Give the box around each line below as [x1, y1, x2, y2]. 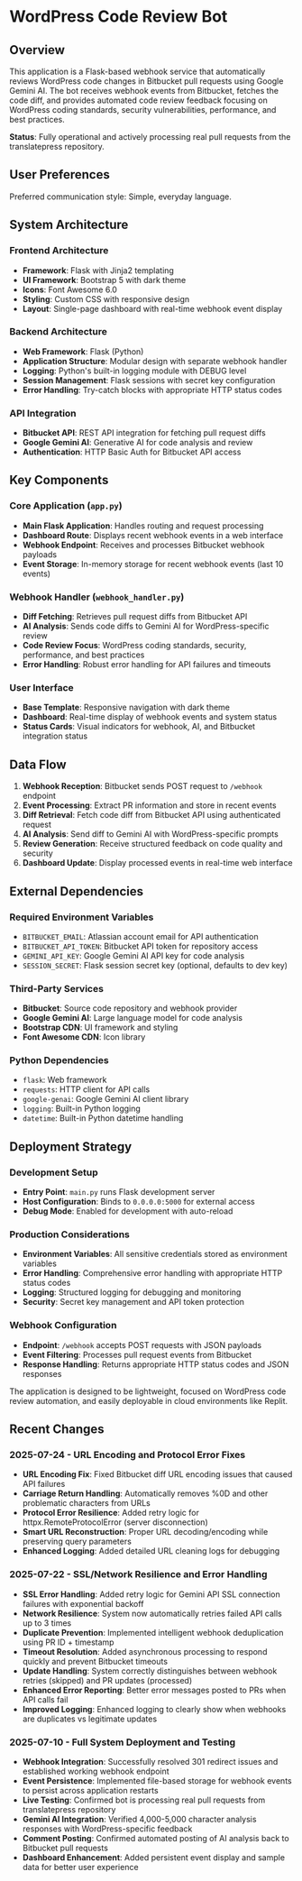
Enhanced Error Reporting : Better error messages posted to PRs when [22, 1684, 287, 1695]
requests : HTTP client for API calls [22, 1084, 151, 1095]
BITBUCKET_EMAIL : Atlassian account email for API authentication [22, 931, 259, 941]
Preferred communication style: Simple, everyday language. [9, 191, 232, 202]
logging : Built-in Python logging [22, 1103, 142, 1115]
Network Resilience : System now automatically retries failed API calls [22, 1608, 282, 1619]
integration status [22, 730, 88, 741]
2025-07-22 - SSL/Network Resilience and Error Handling [9, 1568, 268, 1581]
